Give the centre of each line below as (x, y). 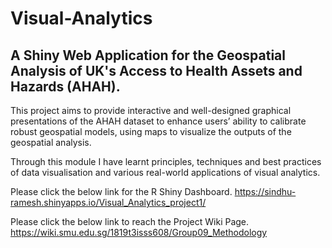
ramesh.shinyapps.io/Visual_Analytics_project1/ (108, 202)
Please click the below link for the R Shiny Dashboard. (121, 191)
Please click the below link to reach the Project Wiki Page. (130, 221)
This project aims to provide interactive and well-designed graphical (151, 110)
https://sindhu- (265, 191)
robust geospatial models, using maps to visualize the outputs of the (151, 131)
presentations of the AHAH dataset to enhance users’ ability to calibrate (158, 121)
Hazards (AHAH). (65, 86)
